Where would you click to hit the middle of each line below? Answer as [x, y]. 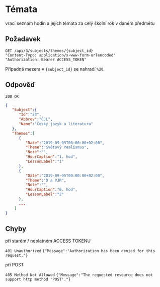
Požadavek [23, 39]
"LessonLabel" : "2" [45, 194]
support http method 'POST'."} [38, 279]
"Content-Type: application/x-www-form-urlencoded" [60, 55]
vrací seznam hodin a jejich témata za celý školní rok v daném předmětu [80, 23]
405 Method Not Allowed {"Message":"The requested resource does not [79, 275]
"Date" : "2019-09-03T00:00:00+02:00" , [65, 143]
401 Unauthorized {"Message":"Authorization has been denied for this [80, 251]
